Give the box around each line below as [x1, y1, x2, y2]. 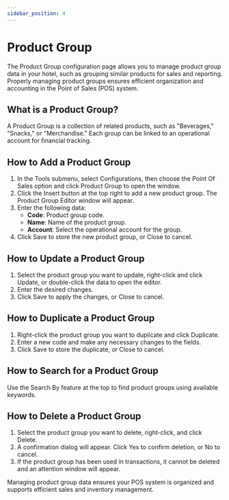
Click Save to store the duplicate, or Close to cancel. [16, 345, 165, 353]
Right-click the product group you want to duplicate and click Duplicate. [16, 330, 220, 339]
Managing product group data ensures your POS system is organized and [7, 478, 214, 486]
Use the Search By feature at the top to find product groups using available [7, 383, 219, 391]
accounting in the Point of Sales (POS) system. [7, 84, 139, 92]
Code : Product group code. [27, 211, 105, 219]
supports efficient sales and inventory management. [7, 486, 154, 494]
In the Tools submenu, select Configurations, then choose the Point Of [16, 175, 215, 183]
